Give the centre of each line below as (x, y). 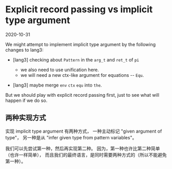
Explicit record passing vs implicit (79, 9)
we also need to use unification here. (60, 70)
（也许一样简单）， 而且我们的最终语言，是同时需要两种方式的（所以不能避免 (86, 155)
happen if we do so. (27, 100)
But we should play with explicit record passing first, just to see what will (82, 95)
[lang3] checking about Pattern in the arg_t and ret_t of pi (76, 59)
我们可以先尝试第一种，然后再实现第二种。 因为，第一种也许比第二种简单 (83, 148)
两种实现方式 (26, 118)
